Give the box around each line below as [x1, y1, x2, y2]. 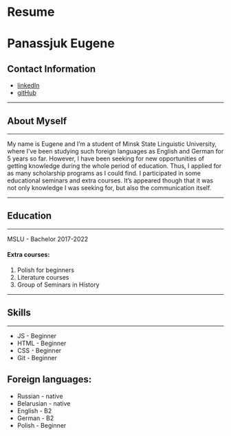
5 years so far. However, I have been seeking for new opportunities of [7, 154, 205, 163]
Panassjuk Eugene [7, 36, 115, 52]
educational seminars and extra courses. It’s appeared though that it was [7, 176, 214, 185]
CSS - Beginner [16, 346, 62, 355]
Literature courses [16, 273, 69, 282]
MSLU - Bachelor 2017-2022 [7, 235, 89, 243]
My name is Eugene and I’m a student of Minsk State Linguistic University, [7, 140, 217, 148]
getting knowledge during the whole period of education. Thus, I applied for [7, 162, 222, 169]
